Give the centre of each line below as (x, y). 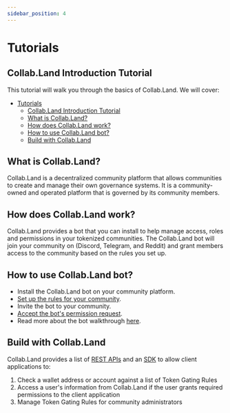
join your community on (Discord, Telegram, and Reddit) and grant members (115, 246)
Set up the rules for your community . (69, 299)
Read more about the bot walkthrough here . (79, 321)
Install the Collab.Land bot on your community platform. (96, 291)
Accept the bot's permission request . (70, 314)
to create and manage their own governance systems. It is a (92, 185)
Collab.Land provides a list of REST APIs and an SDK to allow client (102, 359)
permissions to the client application (69, 394)
